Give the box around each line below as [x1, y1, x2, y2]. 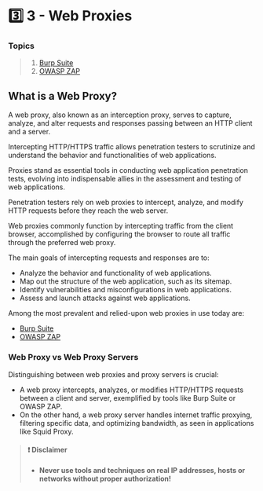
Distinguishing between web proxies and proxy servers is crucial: [8, 369, 219, 379]
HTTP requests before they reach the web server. [8, 206, 169, 215]
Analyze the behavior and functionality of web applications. [19, 269, 212, 278]
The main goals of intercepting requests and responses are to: [8, 253, 210, 262]
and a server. [8, 127, 51, 137]
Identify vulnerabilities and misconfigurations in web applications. [19, 285, 232, 295]
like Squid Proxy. [19, 427, 74, 436]
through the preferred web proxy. [8, 238, 116, 247]
